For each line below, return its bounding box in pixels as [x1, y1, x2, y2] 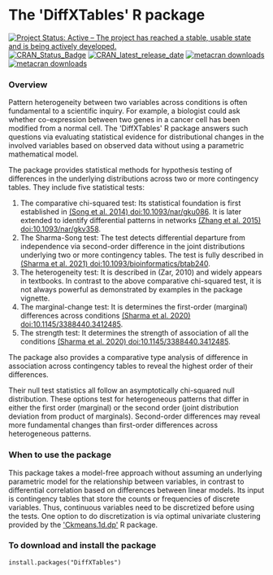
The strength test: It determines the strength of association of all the [19, 328, 249, 338]
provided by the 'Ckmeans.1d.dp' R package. [8, 520, 158, 529]
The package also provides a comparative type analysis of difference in [8, 353, 249, 362]
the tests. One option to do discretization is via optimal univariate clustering [8, 511, 262, 520]
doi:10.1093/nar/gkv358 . [19, 224, 102, 234]
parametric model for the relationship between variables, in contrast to [8, 476, 245, 486]
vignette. [19, 293, 50, 303]
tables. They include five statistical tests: [8, 182, 145, 192]
